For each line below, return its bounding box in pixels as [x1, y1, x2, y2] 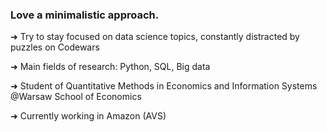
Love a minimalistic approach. [10, 8, 160, 22]
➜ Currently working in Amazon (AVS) [10, 110, 167, 122]
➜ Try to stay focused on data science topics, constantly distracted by [10, 31, 300, 43]
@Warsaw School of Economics [10, 91, 142, 103]
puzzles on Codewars [10, 41, 100, 53]
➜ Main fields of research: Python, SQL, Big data [10, 61, 211, 73]
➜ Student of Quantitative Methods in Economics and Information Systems [10, 80, 318, 92]
